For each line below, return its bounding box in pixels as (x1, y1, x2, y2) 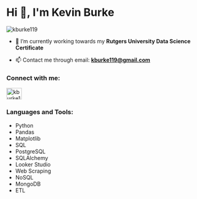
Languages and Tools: (6, 108, 73, 117)
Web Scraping (15, 167, 51, 175)
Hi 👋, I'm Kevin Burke (6, 5, 114, 20)
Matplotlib (15, 134, 41, 142)
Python (15, 121, 34, 129)
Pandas (15, 128, 35, 136)
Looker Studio (15, 161, 51, 168)
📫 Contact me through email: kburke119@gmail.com (15, 56, 151, 63)
